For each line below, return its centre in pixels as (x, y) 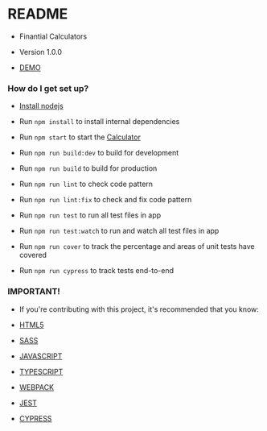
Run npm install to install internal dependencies (99, 122)
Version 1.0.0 (40, 52)
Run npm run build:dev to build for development (99, 153)
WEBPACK (36, 387)
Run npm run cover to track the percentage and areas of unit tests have (137, 247)
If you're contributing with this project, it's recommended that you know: (139, 309)
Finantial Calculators (53, 36)
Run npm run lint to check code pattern (86, 184)
